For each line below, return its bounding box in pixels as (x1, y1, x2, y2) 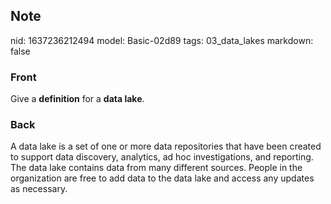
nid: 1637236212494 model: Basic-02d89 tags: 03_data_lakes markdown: (10, 34, 314, 46)
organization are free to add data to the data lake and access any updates (10, 172, 315, 184)
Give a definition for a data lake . (10, 93, 145, 105)
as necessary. (10, 183, 68, 195)
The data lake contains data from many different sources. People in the (10, 162, 303, 174)
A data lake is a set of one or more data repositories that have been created (10, 140, 322, 153)
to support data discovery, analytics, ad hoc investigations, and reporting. (10, 151, 314, 163)
